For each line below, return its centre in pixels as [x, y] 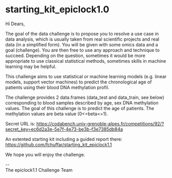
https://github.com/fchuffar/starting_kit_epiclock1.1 [59, 145]
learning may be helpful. [31, 66]
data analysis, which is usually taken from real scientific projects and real [82, 39]
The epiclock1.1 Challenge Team [39, 170]
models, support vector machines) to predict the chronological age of [79, 82]
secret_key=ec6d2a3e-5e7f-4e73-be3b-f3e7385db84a [64, 129]
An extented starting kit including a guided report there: [64, 139]
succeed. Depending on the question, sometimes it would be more [76, 56]
